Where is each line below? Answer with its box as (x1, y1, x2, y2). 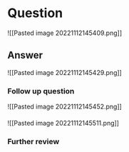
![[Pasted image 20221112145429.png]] (7, 68, 123, 76)
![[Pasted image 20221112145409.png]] (7, 29, 123, 37)
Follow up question (7, 86, 75, 96)
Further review (7, 136, 60, 146)
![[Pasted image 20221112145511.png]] (7, 118, 120, 127)
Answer (7, 49, 43, 61)
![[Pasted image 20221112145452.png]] (7, 102, 123, 111)
